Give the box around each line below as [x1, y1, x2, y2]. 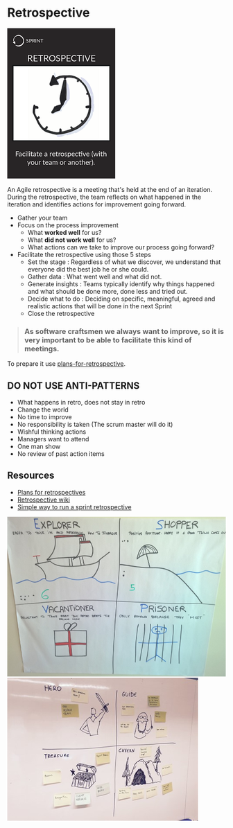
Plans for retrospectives [17, 488, 86, 496]
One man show [17, 442, 61, 451]
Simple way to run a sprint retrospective [17, 502, 132, 511]
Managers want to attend [17, 435, 89, 443]
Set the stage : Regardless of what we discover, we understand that [27, 258, 221, 266]
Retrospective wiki [17, 495, 71, 504]
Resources [7, 470, 55, 482]
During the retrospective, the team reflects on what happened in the [7, 193, 202, 201]
